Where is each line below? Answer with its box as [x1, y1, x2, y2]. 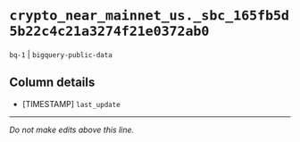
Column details [9, 75, 96, 90]
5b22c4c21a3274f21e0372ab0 [9, 23, 210, 40]
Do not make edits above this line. [9, 124, 135, 135]
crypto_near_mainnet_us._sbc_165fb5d [9, 7, 290, 24]
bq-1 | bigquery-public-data [9, 48, 113, 60]
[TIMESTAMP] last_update [21, 98, 121, 109]
